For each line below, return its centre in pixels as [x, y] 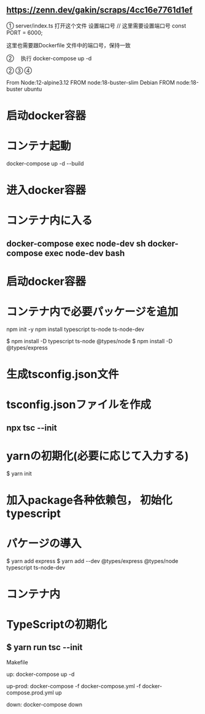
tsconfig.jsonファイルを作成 [79, 405]
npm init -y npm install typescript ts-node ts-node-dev [75, 329]
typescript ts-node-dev [36, 567]
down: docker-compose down [44, 704]
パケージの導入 [44, 543]
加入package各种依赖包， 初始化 [90, 500]
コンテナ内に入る [50, 221]
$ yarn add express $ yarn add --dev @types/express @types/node [92, 561]
